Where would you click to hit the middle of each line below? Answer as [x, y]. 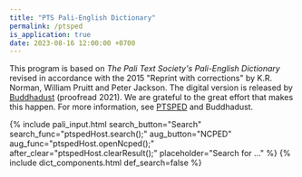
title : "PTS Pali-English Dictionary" [83, 18]
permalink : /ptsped [46, 26]
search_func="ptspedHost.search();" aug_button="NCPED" [121, 134]
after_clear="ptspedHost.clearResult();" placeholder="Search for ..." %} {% [151, 154]
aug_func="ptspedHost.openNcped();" [82, 144]
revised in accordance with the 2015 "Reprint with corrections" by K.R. [141, 79]
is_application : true [50, 34]
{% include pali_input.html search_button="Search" [106, 125]
